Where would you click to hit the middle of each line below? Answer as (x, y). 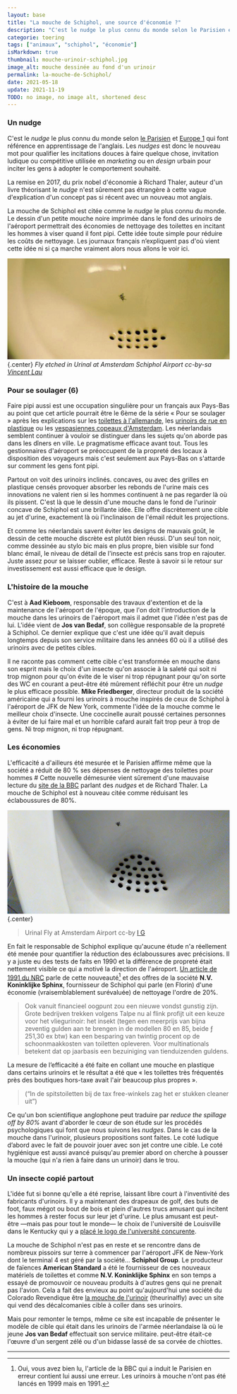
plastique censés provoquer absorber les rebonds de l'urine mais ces (108, 487)
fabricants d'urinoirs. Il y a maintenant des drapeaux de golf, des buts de (113, 1201)
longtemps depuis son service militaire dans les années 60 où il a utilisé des (117, 640)
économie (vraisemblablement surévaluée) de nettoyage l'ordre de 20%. (113, 993)
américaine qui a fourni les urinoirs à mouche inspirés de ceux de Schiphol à (119, 699)
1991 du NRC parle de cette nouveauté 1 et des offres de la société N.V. (110, 977)
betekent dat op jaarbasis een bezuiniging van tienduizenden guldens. (127, 1051)
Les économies (34, 747)
